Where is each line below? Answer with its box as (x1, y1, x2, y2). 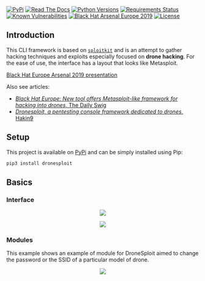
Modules (6, 236, 34, 244)
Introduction (6, 30, 55, 40)
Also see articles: (6, 83, 50, 90)
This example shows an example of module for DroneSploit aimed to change (6, 250, 199, 257)
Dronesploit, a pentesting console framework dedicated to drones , (15, 108, 184, 115)
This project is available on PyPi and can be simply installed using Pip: (6, 148, 183, 155)
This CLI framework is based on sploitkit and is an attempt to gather (6, 46, 182, 53)
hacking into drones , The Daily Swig (15, 101, 107, 108)
